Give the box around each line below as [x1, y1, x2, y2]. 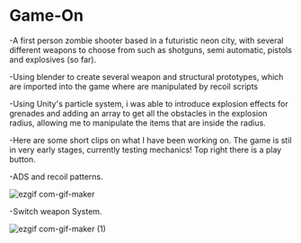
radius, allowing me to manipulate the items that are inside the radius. [9, 117, 267, 128]
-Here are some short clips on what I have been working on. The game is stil [9, 135, 292, 145]
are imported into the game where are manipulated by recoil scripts [9, 81, 259, 91]
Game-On [9, 5, 84, 26]
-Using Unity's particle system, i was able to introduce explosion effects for [9, 98, 289, 108]
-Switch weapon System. [9, 205, 102, 216]
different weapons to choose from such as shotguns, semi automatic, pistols [9, 44, 292, 55]
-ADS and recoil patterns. [9, 171, 103, 182]
